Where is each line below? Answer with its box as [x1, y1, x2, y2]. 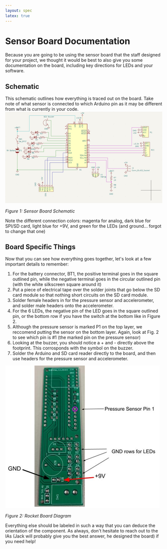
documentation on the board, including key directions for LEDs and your [5, 62, 153, 68]
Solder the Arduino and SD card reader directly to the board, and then [12, 350, 156, 356]
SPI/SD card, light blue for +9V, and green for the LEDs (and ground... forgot [5, 223, 162, 229]
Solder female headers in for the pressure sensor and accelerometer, [12, 297, 155, 303]
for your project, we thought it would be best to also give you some [5, 57, 143, 63]
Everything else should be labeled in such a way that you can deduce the [5, 523, 156, 529]
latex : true [5, 13, 30, 18]
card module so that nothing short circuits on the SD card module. [12, 292, 149, 298]
